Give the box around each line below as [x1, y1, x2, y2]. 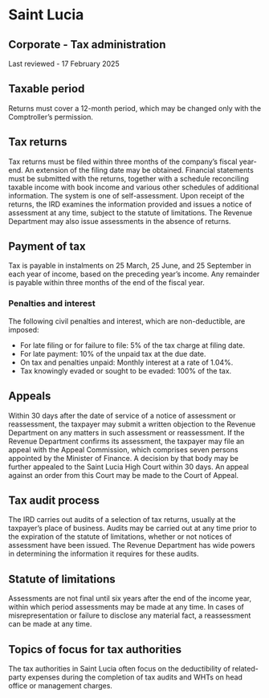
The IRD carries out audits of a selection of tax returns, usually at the [8, 515, 236, 525]
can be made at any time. [8, 619, 92, 629]
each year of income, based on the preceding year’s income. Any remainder [8, 269, 260, 279]
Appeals [8, 390, 51, 403]
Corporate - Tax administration [8, 38, 166, 51]
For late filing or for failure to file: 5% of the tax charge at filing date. [19, 340, 245, 350]
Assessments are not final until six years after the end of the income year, [8, 594, 251, 603]
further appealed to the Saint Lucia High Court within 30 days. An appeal [8, 462, 249, 471]
